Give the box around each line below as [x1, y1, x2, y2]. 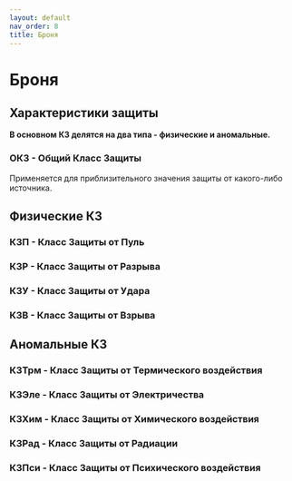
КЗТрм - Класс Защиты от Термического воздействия [9, 364, 263, 377]
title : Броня [9, 30, 59, 39]
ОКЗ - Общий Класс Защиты [9, 152, 142, 164]
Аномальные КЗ [9, 337, 108, 352]
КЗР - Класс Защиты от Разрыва [9, 260, 161, 272]
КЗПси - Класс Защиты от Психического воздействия [9, 461, 261, 474]
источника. [9, 182, 53, 193]
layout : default [9, 13, 71, 23]
